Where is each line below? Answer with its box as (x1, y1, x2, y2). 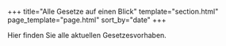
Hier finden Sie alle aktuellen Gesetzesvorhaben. (7, 31, 167, 40)
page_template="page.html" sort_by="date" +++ (7, 15, 167, 25)
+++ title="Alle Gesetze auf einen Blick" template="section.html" (7, 7, 219, 16)
